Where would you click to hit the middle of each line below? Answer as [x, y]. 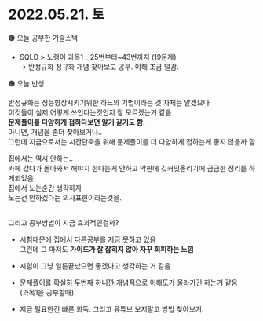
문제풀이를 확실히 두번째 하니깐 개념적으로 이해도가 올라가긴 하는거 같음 [128, 283]
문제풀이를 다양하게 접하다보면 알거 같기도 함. [77, 122]
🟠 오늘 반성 [26, 83]
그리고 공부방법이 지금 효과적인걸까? [64, 222]
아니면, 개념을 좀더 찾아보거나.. [55, 132]
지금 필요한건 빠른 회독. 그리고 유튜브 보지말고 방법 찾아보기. [111, 308]
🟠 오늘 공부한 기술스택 [43, 38]
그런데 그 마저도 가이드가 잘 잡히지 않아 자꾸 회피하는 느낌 [106, 249]
